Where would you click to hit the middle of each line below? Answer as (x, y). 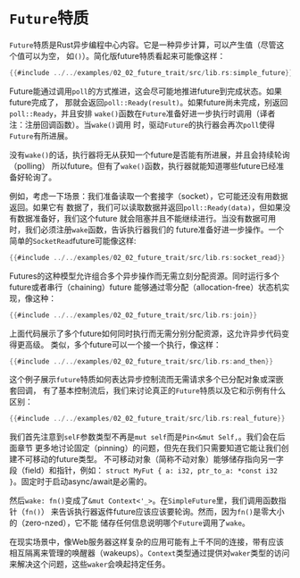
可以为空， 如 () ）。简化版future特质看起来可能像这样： (125, 55)
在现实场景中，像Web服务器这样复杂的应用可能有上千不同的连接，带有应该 (146, 542)
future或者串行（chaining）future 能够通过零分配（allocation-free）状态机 (146, 287)
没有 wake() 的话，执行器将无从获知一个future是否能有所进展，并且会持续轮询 (150, 155)
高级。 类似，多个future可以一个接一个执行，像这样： (123, 344)
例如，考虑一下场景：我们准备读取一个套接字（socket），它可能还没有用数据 (149, 196)
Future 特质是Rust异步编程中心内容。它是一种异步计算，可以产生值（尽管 (143, 45)
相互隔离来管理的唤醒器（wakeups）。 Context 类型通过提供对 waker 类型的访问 (150, 553)
